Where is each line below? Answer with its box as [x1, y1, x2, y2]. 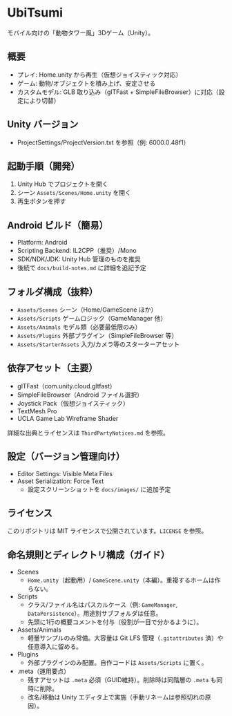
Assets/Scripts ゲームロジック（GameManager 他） [17, 314, 167, 322]
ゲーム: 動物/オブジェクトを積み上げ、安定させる [17, 79, 156, 87]
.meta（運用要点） [17, 667, 70, 675]
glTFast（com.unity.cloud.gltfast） [17, 381, 116, 390]
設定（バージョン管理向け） [7, 451, 126, 462]
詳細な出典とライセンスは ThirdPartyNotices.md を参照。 [7, 428, 169, 437]
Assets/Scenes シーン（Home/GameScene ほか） [17, 305, 157, 314]
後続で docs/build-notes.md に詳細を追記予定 [17, 264, 146, 272]
